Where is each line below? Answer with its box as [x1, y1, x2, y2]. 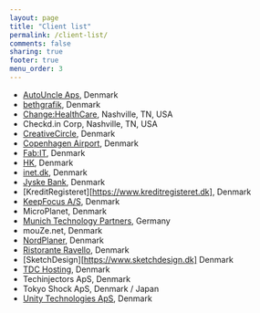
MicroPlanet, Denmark [22, 205, 108, 216]
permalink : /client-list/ [9, 30, 108, 39]
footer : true [9, 56, 59, 65]
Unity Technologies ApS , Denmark [22, 293, 152, 304]
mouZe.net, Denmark [22, 224, 103, 235]
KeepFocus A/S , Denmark [22, 195, 120, 206]
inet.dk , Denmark [22, 166, 88, 178]
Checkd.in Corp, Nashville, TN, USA [22, 118, 158, 129]
